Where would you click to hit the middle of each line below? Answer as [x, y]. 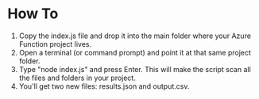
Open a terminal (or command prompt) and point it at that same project [135, 52]
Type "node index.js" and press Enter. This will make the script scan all [135, 69]
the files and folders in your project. [77, 78]
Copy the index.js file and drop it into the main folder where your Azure [135, 36]
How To [33, 14]
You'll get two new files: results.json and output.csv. [104, 86]
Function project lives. [55, 44]
